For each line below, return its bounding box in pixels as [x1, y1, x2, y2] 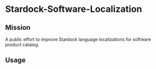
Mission [5, 23, 31, 32]
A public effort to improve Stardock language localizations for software [5, 36, 151, 42]
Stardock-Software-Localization [5, 3, 142, 15]
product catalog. [5, 42, 39, 48]
